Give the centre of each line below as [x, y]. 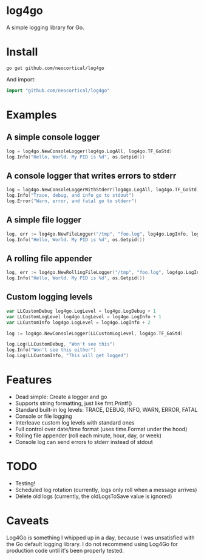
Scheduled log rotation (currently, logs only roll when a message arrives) [106, 490]
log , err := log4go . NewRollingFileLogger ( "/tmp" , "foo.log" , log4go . [96, 273]
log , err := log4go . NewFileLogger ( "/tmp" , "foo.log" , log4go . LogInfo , [97, 234]
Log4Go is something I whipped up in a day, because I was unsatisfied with [100, 538]
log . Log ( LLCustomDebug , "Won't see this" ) [61, 344]
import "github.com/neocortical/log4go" [58, 90]
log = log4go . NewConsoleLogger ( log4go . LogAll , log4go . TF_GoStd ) [89, 151]
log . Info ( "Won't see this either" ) [51, 350]
